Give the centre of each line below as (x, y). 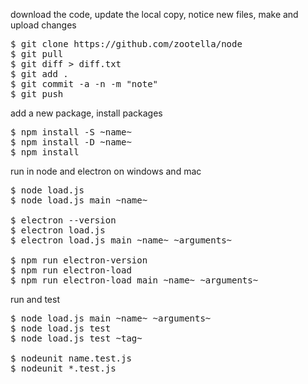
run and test (35, 299)
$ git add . (39, 74)
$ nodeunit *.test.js (63, 368)
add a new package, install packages (86, 113)
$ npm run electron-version (79, 260)
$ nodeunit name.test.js (71, 358)
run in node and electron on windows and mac (106, 171)
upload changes (43, 25)
